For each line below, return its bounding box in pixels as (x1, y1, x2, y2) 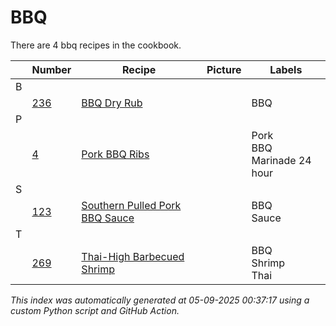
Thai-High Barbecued (81, 249, 185, 263)
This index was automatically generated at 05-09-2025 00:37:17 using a (10, 294, 310, 306)
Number (31, 62, 72, 76)
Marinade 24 (251, 153, 312, 167)
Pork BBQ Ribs (81, 147, 150, 161)
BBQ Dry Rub (81, 96, 143, 110)
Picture (206, 62, 242, 76)
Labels (269, 62, 303, 76)
